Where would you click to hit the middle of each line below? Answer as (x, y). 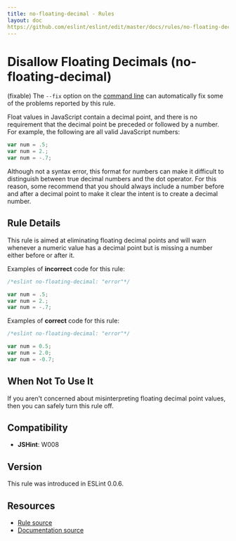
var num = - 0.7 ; (31, 359)
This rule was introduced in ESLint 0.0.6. (66, 484)
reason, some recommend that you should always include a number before (116, 186)
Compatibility (38, 428)
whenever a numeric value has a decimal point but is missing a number (110, 247)
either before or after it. (41, 255)
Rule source (35, 523)
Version (25, 467)
